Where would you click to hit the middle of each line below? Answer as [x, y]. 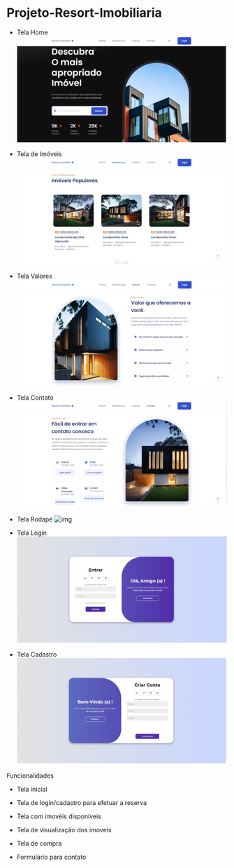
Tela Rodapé [35, 519]
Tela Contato [35, 398]
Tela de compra [39, 843]
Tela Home [32, 32]
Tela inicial [32, 789]
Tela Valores [35, 276]
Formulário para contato [51, 857]
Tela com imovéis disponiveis [59, 816]
